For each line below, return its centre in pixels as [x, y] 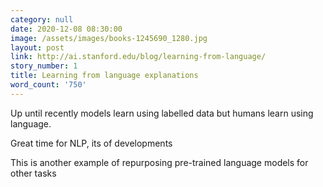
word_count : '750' [48, 85]
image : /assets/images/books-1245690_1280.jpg [109, 38]
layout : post [37, 47]
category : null [42, 19]
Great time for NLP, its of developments [91, 143]
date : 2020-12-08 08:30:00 [66, 29]
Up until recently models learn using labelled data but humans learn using [162, 113]
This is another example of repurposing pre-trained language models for [159, 162]
